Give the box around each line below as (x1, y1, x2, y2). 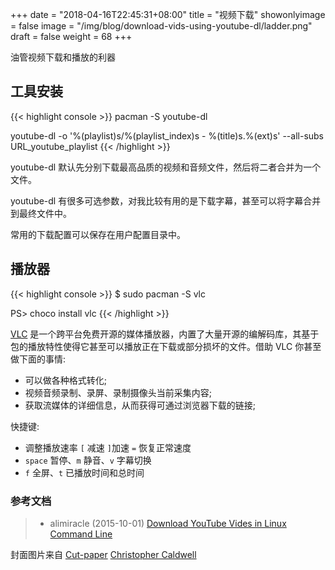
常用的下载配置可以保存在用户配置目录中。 (10, 228, 186, 240)
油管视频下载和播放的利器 (10, 51, 116, 63)
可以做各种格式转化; (24, 374, 108, 386)
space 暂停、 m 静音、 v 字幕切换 (24, 454, 152, 466)
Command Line (49, 528, 113, 540)
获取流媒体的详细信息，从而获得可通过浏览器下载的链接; (24, 399, 257, 411)
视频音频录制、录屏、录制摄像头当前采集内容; (24, 386, 213, 398)
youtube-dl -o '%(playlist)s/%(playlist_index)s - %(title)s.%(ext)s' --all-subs (10, 129, 325, 142)
